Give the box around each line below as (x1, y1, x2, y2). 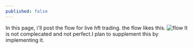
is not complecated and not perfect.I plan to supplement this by (5, 30, 159, 37)
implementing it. (5, 36, 45, 43)
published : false (5, 8, 48, 14)
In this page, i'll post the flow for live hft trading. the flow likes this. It (5, 24, 188, 31)
